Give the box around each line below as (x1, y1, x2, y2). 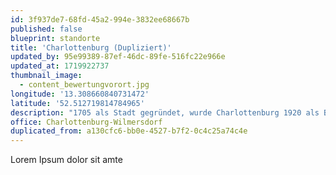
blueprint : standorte (10, 33, 101, 43)
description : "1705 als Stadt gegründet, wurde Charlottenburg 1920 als (10, 107, 320, 118)
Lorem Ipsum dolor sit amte (10, 154, 123, 166)
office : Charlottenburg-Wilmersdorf (10, 117, 163, 127)
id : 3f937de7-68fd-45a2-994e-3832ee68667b (10, 14, 190, 25)
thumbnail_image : (10, 71, 83, 81)
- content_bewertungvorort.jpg (19, 80, 150, 90)
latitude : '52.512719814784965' (10, 98, 145, 108)
